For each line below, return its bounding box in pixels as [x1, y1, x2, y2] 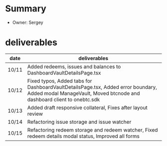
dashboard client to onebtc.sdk [27, 96, 100, 103]
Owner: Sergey [12, 19, 44, 25]
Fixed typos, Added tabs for [27, 77, 92, 84]
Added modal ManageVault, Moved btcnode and [27, 90, 140, 97]
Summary [5, 3, 46, 14]
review [27, 110, 43, 117]
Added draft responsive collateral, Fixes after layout [27, 104, 148, 111]
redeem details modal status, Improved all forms [27, 133, 140, 140]
